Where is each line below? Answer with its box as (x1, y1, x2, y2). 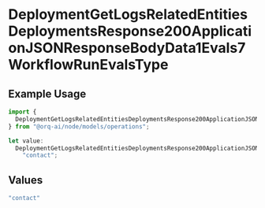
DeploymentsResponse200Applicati (8, 22, 252, 40)
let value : (8, 136, 44, 145)
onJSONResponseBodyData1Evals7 (8, 39, 246, 57)
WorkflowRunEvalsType (8, 56, 169, 74)
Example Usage (8, 87, 87, 100)
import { (8, 108, 37, 116)
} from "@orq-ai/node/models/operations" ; (8, 122, 150, 131)
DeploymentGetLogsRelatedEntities (8, 6, 248, 24)
